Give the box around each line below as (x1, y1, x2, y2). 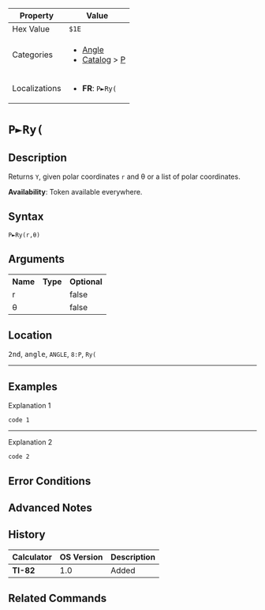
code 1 (8, 416, 30, 424)
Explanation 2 (8, 438, 53, 447)
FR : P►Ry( (82, 83, 117, 93)
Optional (69, 276, 103, 287)
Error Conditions (8, 474, 91, 487)
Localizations (12, 83, 62, 93)
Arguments (8, 252, 65, 266)
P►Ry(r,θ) (8, 231, 41, 239)
